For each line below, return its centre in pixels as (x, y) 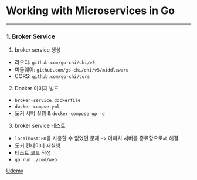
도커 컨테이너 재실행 (37, 145)
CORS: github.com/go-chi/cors (52, 76)
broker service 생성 (38, 50)
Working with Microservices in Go (90, 11)
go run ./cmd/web (36, 160)
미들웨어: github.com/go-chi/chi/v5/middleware (72, 70)
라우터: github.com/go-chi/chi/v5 (55, 62)
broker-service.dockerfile (47, 101)
